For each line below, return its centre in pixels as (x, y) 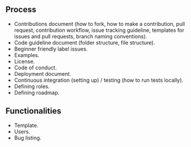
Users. (22, 131)
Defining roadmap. (37, 92)
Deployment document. (42, 73)
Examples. (27, 55)
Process (21, 10)
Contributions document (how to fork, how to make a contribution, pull (99, 24)
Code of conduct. (35, 68)
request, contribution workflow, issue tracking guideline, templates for (99, 30)
